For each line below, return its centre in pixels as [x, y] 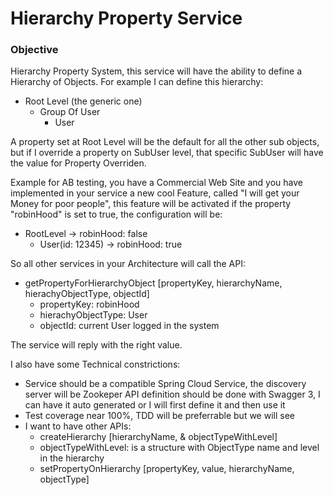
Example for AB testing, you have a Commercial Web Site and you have [156, 183]
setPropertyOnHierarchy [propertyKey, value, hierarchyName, [167, 469]
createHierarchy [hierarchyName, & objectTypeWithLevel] [158, 437]
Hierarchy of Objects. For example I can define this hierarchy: [137, 82]
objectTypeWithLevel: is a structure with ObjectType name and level [179, 448]
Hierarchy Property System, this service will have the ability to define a [156, 71]
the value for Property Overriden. [78, 163]
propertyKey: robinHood [89, 304]
